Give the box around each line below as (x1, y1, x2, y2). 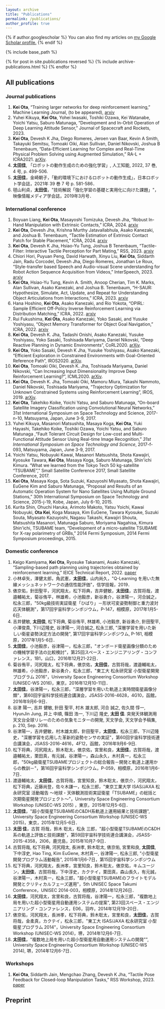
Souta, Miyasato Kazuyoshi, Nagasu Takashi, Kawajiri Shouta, (12, 515, 138, 520)
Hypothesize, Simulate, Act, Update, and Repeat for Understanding (12, 290, 149, 296)
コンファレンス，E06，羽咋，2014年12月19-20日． (38, 906, 141, 912)
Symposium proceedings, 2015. (12, 536, 77, 542)
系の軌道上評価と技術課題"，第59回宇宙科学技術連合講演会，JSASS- (12, 832, 152, 838)
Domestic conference (5, 548, 58, 555)
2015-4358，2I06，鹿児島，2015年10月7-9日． (12, 838, 109, 844)
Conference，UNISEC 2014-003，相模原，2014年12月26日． (12, 887, 137, 893)
